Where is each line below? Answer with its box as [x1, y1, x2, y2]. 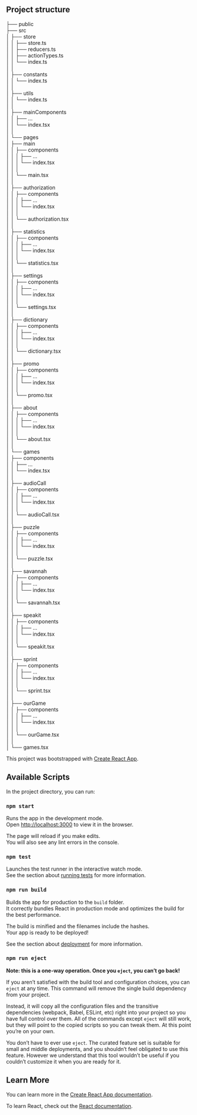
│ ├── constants [6, 70, 48, 78]
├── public [6, 20, 34, 27]
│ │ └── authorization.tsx [6, 215, 69, 223]
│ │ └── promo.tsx [6, 391, 53, 398]
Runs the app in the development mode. [6, 814, 104, 821]
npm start [6, 803, 34, 810]
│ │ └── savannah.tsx [6, 599, 60, 606]
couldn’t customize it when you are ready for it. [6, 1058, 121, 1065]
